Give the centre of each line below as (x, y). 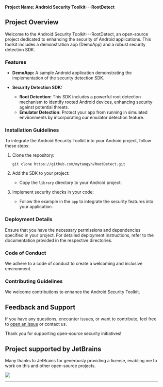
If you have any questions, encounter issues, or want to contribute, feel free (81, 319)
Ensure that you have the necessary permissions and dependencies (73, 230)
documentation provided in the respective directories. (59, 240)
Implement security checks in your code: (53, 192)
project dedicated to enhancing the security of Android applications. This (78, 39)
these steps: (17, 146)
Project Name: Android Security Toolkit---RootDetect (60, 7)
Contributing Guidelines (34, 281)
